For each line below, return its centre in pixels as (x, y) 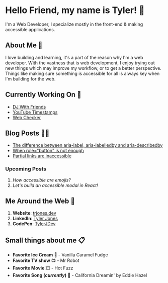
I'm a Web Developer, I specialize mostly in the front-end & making (74, 24)
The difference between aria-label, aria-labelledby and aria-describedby (88, 145)
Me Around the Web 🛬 (40, 201)
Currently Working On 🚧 (43, 95)
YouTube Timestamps (35, 112)
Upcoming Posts (26, 169)
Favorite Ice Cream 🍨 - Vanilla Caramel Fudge (60, 255)
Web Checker (27, 117)
